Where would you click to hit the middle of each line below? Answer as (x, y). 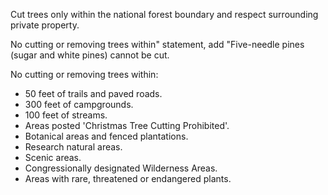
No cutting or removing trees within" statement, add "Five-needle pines (157, 44)
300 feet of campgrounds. (79, 104)
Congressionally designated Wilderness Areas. (121, 168)
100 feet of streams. (66, 115)
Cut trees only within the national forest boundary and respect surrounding (164, 14)
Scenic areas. (53, 157)
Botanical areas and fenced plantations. (106, 136)
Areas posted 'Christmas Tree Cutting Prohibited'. (127, 125)
